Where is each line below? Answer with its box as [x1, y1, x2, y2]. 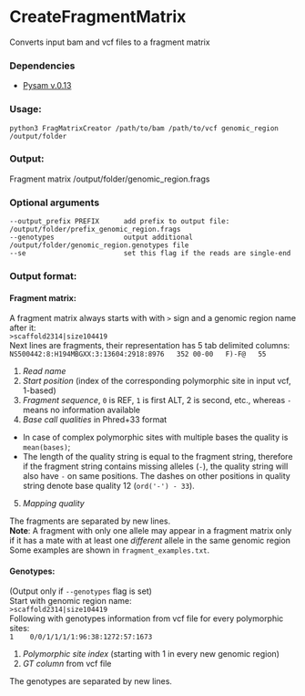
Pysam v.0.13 [22, 80, 72, 91]
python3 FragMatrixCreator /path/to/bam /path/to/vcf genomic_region [9, 123, 280, 133]
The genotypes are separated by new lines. [9, 676, 173, 687]
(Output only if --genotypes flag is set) [9, 586, 153, 597]
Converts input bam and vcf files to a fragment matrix [9, 36, 211, 47]
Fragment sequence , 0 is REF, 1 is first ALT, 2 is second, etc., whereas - [22, 395, 292, 406]
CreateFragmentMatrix [9, 6, 187, 27]
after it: [9, 322, 36, 334]
